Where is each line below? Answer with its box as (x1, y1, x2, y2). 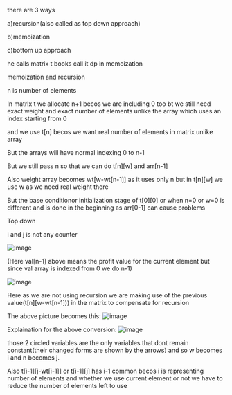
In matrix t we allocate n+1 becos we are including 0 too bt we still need (7, 100, 211, 108)
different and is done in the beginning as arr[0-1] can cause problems (7, 203, 206, 212)
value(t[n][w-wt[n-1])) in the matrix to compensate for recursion (7, 299, 189, 306)
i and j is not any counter (7, 230, 78, 238)
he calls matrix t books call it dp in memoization (7, 59, 143, 68)
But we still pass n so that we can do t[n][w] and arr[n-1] (7, 162, 168, 170)
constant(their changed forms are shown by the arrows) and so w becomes (7, 346, 223, 354)
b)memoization (7, 33, 51, 41)
